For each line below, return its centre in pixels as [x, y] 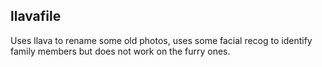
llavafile [36, 16]
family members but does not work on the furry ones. [120, 51]
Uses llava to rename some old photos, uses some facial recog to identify [161, 40]
